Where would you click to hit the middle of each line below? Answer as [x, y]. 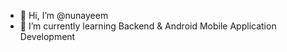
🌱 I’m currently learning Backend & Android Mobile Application [148, 26]
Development [47, 36]
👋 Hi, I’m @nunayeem [64, 15]
